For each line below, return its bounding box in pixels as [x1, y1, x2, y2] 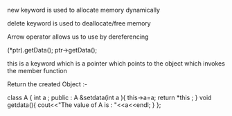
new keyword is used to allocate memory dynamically [7, 6, 161, 14]
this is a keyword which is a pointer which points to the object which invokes [7, 59, 225, 68]
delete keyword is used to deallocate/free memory [7, 19, 151, 27]
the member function [7, 67, 67, 75]
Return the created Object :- [7, 80, 88, 88]
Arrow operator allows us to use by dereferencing [7, 32, 149, 41]
